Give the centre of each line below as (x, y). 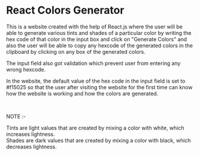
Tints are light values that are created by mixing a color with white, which (95, 128)
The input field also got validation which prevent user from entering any (93, 63)
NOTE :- (16, 116)
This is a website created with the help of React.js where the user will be (94, 27)
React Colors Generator (65, 10)
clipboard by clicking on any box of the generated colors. (76, 51)
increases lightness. (31, 134)
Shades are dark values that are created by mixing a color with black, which (99, 140)
